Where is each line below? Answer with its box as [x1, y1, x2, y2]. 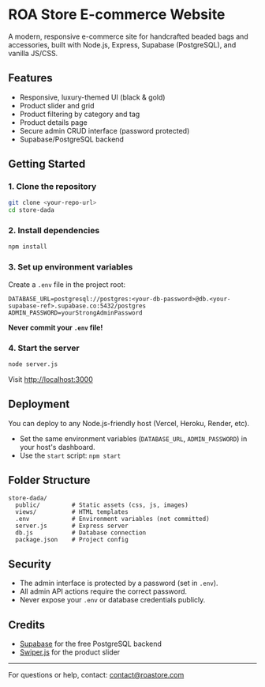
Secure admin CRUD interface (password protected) [19, 126, 190, 135]
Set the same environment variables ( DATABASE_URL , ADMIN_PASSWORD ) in [19, 433, 248, 444]
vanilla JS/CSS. [8, 48, 58, 58]
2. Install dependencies [8, 225, 100, 236]
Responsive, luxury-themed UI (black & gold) [19, 92, 166, 102]
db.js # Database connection [15, 529, 147, 537]
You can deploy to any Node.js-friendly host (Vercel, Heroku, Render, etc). [8, 418, 250, 428]
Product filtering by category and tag [19, 109, 140, 119]
